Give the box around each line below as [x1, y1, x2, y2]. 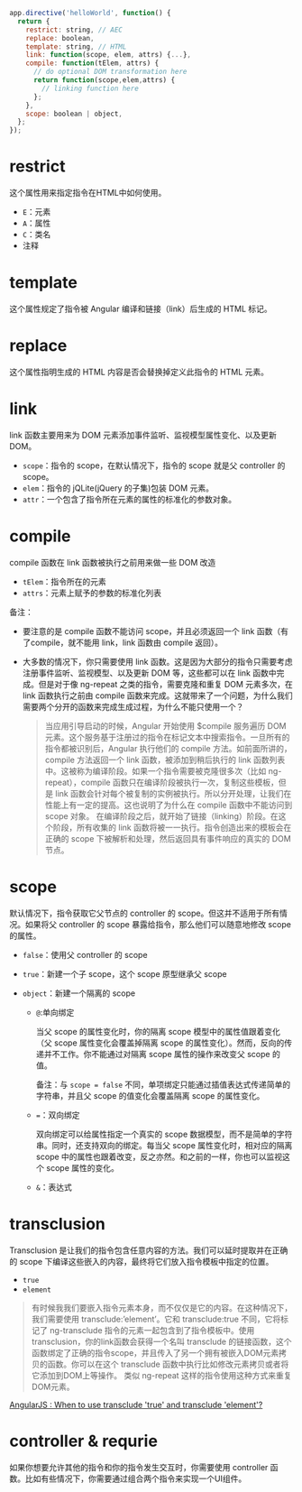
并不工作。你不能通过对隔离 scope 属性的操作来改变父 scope [43, 1048, 270, 1059]
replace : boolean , [25, 33, 95, 42]
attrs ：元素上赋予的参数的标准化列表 [22, 587, 162, 598]
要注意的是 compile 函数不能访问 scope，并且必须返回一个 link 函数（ [22, 625, 281, 636]
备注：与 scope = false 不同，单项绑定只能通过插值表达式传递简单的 [35, 1079, 291, 1090]
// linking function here [41, 84, 140, 93]
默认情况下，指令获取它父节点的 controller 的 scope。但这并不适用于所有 [9, 907, 280, 918]
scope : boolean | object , [25, 109, 124, 118]
